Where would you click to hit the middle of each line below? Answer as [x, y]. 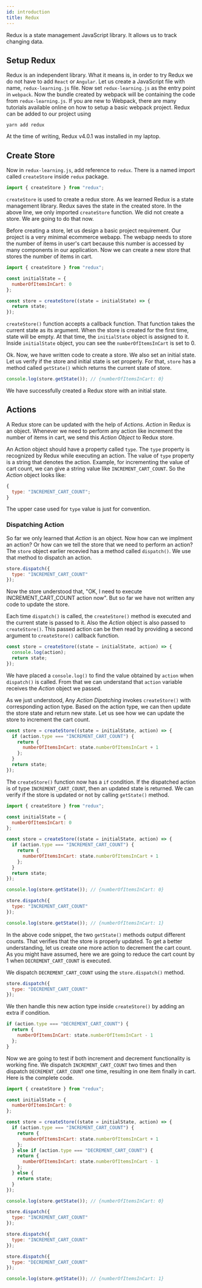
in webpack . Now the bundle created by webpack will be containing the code [101, 94]
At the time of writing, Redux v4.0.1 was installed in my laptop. [83, 136]
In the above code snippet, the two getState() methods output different [96, 935]
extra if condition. [28, 1013]
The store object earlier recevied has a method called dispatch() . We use [99, 551]
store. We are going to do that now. [50, 219]
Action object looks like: [36, 475]
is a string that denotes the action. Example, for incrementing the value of [98, 462]
